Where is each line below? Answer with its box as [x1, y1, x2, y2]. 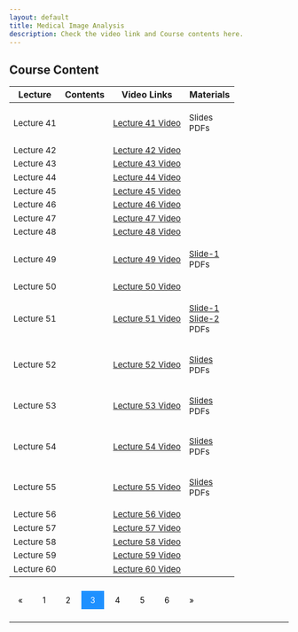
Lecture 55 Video [113, 481, 182, 493]
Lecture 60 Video [113, 563, 182, 574]
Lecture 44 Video [113, 171, 182, 183]
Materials [189, 89, 231, 101]
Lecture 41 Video [113, 117, 182, 129]
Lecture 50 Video [113, 280, 182, 293]
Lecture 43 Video [113, 158, 182, 169]
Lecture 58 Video [113, 535, 182, 548]
